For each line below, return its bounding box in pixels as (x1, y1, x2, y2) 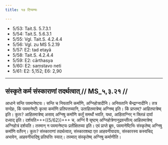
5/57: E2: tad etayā (12, 46, 51, 52)
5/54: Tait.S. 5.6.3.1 (12, 30, 51, 36)
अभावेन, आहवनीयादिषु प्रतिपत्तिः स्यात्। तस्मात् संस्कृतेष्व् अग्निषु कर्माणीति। (5, 134, 121, 140)
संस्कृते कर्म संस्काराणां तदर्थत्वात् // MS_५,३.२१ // (5, 87, 128, 95)
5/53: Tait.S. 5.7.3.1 (12, 25, 51, 31)
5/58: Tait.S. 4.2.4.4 (12, 52, 53, 58)
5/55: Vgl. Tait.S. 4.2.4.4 (12, 36, 62, 42)
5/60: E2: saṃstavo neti (12, 62, 61, 68)
